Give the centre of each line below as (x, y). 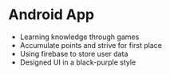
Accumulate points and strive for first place (91, 45)
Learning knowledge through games (79, 37)
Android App (51, 15)
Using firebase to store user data (74, 53)
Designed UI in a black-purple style (78, 62)
